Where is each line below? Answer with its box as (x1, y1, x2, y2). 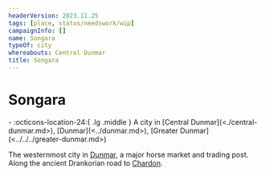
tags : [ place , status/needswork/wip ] (8, 19, 135, 27)
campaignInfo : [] (8, 26, 67, 34)
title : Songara (8, 57, 59, 65)
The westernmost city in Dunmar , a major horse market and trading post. (8, 150, 249, 159)
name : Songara (8, 34, 56, 42)
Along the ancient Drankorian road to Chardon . (8, 158, 163, 168)
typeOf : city (8, 42, 52, 50)
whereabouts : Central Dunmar (8, 49, 106, 57)
